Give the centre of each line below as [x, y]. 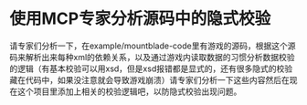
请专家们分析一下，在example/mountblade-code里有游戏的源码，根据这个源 [153, 46]
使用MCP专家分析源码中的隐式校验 [140, 19]
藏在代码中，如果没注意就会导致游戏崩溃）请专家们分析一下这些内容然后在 [149, 79]
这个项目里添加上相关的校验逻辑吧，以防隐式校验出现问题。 [129, 91]
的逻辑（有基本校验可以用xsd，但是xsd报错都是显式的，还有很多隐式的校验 [151, 68]
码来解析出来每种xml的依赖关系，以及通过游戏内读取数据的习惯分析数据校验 [152, 57]
